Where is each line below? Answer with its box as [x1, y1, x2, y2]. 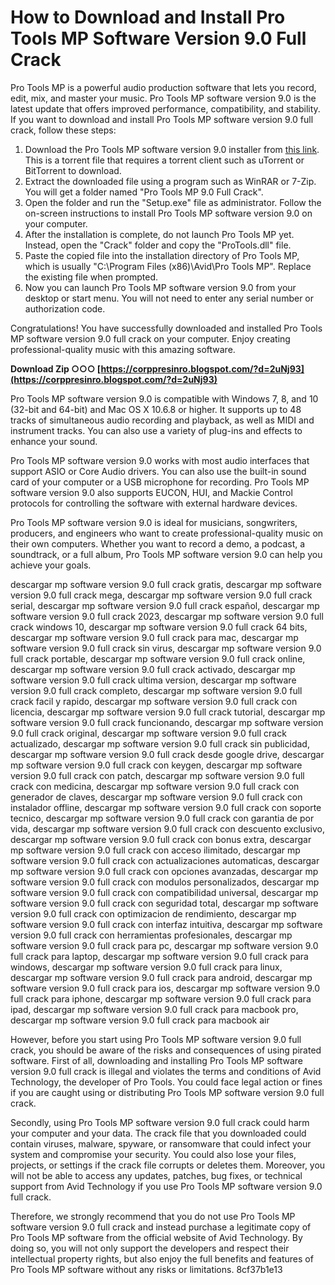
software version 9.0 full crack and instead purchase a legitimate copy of [10, 1221, 312, 1233]
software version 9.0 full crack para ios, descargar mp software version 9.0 [10, 982, 321, 994]
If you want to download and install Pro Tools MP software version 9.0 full [10, 113, 314, 125]
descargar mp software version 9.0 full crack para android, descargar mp [10, 971, 313, 983]
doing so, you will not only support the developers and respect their [10, 1242, 290, 1254]
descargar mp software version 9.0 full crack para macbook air [10, 1014, 270, 1026]
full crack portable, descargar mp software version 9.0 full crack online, [10, 652, 306, 665]
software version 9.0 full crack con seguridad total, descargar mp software [10, 897, 319, 909]
